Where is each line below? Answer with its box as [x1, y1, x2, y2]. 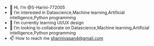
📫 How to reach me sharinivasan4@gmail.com [9, 35, 104, 41]
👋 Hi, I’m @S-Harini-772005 [9, 5, 65, 10]
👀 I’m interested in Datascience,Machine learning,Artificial [9, 10, 125, 15]
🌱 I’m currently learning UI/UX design [9, 20, 84, 25]
